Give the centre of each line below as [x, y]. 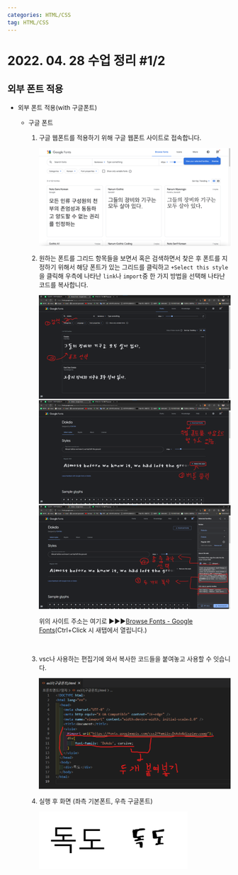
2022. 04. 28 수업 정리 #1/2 [86, 61]
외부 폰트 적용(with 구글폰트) [57, 107]
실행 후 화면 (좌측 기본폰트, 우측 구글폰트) [96, 801]
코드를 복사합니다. [63, 284]
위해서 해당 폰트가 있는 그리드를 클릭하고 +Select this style [143, 267]
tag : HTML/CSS [28, 22]
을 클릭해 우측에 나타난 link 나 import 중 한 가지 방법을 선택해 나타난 [132, 276]
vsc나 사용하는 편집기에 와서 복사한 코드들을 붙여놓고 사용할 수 [125, 659]
